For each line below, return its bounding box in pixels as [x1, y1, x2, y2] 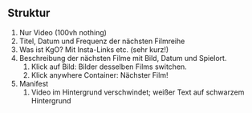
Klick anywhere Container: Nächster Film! [30, 70, 169, 79]
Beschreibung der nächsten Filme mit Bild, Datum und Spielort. [18, 53, 227, 63]
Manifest [18, 79, 49, 88]
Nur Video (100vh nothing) [18, 27, 108, 37]
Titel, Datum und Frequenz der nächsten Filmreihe [18, 36, 185, 46]
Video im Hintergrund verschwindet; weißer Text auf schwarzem [30, 87, 245, 97]
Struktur [7, 6, 51, 20]
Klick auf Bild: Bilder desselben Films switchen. [30, 62, 188, 71]
